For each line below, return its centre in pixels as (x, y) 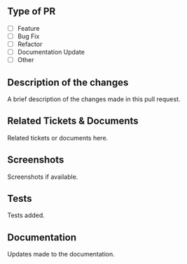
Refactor (30, 44)
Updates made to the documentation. (61, 254)
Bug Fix (28, 36)
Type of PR (32, 12)
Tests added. (26, 215)
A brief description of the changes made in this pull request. (94, 99)
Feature (28, 28)
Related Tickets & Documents (73, 121)
